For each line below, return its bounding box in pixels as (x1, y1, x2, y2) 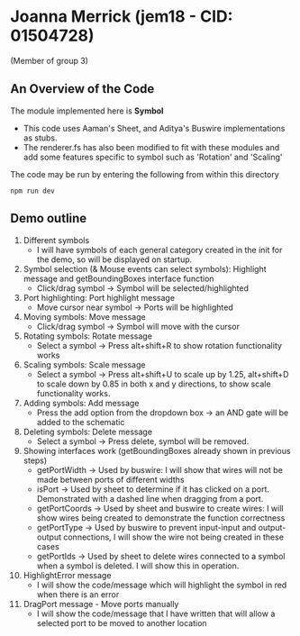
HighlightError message (23, 569, 112, 580)
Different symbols (23, 234, 90, 245)
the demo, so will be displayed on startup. (36, 254, 193, 265)
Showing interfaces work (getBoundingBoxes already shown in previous (23, 445, 291, 456)
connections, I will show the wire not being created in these (63, 532, 285, 542)
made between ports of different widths (36, 474, 185, 485)
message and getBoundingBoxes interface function (23, 273, 214, 284)
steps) (23, 455, 48, 466)
